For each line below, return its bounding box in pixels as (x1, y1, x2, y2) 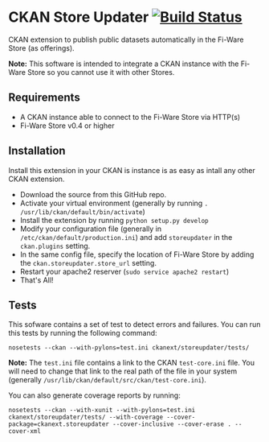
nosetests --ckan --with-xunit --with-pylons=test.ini (8, 407, 196, 415)
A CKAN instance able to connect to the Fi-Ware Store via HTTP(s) (19, 112, 241, 122)
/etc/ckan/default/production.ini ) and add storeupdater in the (19, 232, 233, 242)
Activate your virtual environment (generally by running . (19, 198, 209, 208)
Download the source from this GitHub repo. (19, 189, 167, 199)
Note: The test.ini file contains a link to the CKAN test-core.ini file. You (8, 358, 255, 368)
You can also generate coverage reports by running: (8, 390, 181, 400)
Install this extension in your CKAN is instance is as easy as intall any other (8, 165, 255, 175)
